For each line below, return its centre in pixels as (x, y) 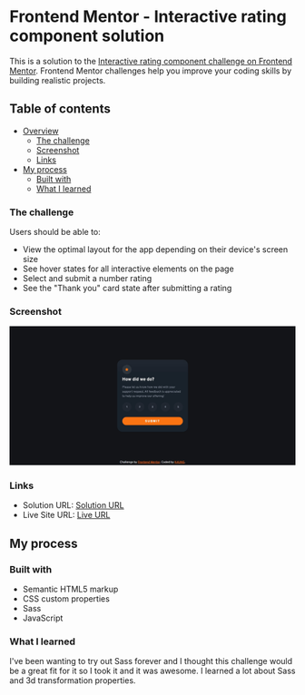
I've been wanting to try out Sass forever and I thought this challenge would (151, 661)
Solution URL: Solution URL (73, 505)
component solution (87, 36)
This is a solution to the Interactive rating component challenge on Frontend (151, 61)
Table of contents (60, 109)
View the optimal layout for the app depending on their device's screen (155, 250)
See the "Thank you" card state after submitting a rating (127, 289)
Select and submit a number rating (87, 279)
